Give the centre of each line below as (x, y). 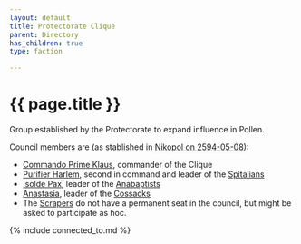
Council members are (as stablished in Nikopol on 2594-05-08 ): (129, 147)
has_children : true (46, 43)
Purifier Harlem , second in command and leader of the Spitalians (143, 174)
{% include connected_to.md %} (70, 230)
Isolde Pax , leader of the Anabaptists (91, 184)
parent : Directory (44, 34)
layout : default (40, 18)
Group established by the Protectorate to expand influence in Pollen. (137, 130)
